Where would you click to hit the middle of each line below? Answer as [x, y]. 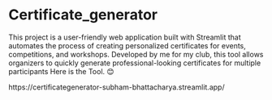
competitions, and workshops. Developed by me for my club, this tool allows [136, 54]
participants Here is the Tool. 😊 [62, 71]
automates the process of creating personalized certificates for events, [127, 45]
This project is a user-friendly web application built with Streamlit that [125, 37]
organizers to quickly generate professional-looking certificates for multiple [135, 63]
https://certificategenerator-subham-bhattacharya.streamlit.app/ [117, 87]
